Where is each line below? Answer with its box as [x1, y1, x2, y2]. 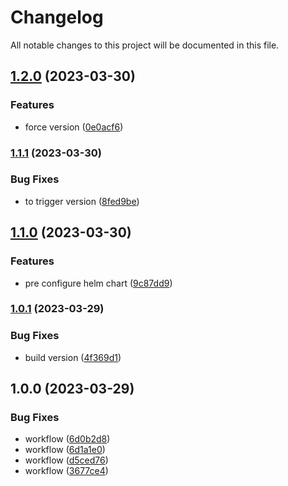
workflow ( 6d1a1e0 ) [24, 444, 106, 456]
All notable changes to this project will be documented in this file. [10, 39, 280, 51]
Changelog [10, 6, 104, 29]
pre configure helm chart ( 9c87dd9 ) [24, 277, 173, 289]
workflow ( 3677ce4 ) [24, 465, 109, 477]
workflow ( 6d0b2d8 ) [24, 433, 111, 445]
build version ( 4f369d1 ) [24, 351, 122, 363]
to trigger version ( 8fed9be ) [24, 195, 140, 207]
